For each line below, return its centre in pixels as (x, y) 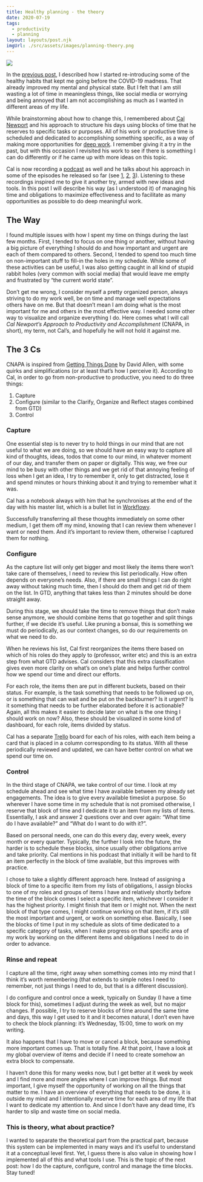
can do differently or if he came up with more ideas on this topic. (87, 157)
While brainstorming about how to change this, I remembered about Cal (95, 118)
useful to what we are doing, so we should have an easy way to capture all (99, 450)
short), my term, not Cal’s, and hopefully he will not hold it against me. (94, 330)
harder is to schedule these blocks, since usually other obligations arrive (97, 848)
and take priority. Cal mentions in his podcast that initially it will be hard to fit (101, 855)
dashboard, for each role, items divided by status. (68, 725)
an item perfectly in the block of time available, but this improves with (93, 861)
